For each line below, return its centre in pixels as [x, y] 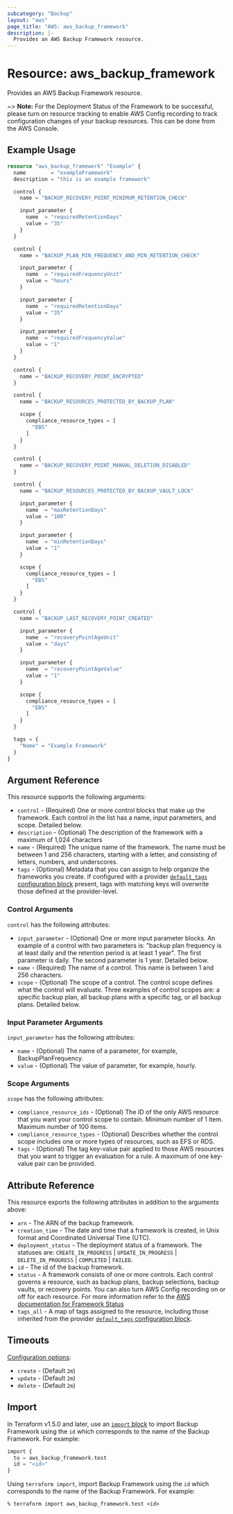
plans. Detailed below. [49, 1004]
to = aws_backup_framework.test [60, 1458]
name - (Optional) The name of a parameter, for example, [97, 1051]
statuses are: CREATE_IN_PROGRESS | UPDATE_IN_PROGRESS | [97, 1253]
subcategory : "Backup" [40, 14]
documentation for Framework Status [70, 1304]
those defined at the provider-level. [68, 891]
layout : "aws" [28, 20]
